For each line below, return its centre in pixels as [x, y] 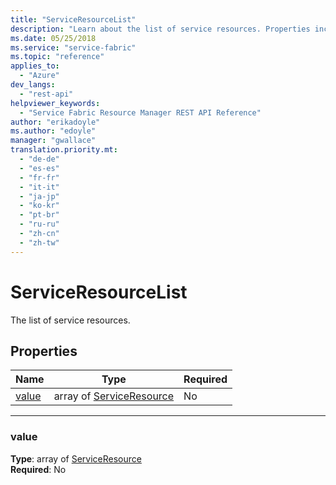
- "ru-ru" [39, 224]
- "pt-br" [39, 215]
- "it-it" [39, 187]
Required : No [38, 469]
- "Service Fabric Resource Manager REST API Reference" [140, 112]
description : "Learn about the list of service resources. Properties [160, 29]
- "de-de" [39, 159]
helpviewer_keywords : [55, 103]
